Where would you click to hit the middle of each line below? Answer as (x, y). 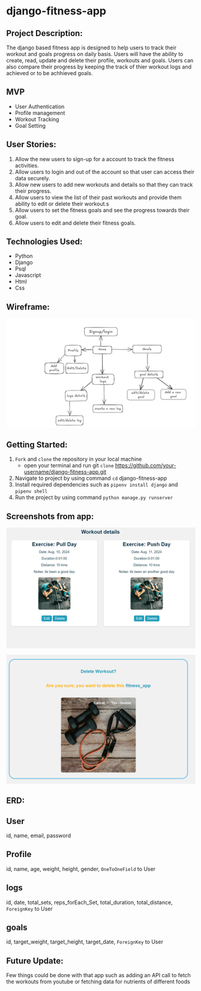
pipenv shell (31, 492)
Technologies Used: (44, 242)
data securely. (32, 178)
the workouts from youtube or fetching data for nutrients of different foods (98, 982)
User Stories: (31, 144)
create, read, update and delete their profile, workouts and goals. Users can (100, 60)
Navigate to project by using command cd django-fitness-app (91, 478)
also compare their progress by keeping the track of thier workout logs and (99, 67)
